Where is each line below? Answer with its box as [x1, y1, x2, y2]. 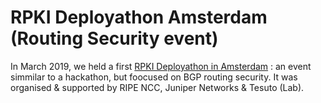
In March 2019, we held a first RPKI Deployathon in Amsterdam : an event [10, 60, 312, 72]
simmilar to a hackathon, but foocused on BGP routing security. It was [10, 71, 298, 83]
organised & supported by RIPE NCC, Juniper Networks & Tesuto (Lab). [10, 81, 305, 93]
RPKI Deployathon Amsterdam [10, 6, 268, 29]
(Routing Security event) [10, 27, 219, 50]
